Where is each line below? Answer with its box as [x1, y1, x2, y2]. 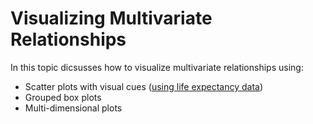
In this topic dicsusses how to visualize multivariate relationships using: [10, 61, 304, 73]
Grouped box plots [24, 91, 102, 103]
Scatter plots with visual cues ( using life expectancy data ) [24, 80, 264, 92]
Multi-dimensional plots [24, 102, 123, 114]
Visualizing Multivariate [10, 7, 213, 30]
